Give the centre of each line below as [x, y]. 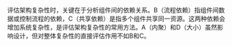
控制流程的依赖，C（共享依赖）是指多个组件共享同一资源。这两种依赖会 [122, 19]
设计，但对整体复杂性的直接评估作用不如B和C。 [82, 36]
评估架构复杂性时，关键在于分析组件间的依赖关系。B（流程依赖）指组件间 [113, 10]
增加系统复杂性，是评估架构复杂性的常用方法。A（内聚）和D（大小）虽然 [112, 27]
